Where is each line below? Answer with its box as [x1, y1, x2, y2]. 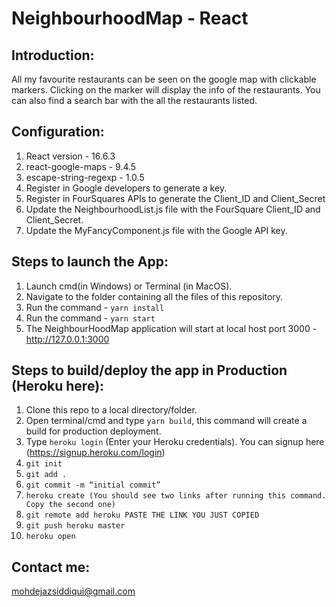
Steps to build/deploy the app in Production [11, 362, 288, 379]
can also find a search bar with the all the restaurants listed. [11, 95, 258, 106]
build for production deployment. [25, 425, 162, 437]
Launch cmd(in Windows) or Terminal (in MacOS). [25, 280, 233, 292]
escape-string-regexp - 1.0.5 [25, 171, 145, 183]
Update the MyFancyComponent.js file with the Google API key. [25, 224, 288, 236]
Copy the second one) [25, 500, 116, 510]
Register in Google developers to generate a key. [25, 182, 228, 194]
